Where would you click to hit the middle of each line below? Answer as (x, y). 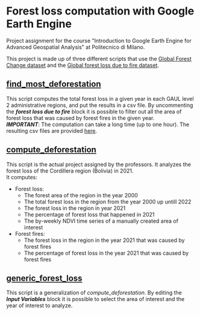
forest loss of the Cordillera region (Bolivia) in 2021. (70, 171)
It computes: (22, 177)
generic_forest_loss (44, 278)
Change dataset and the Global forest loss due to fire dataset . (83, 65)
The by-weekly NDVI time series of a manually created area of (101, 221)
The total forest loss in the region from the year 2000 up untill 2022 (108, 202)
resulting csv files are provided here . (52, 130)
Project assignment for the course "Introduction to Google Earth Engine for (99, 40)
